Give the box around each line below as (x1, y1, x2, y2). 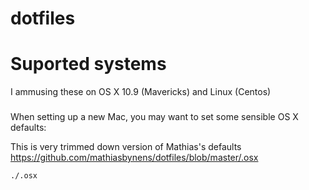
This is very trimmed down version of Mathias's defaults (10, 141, 242, 153)
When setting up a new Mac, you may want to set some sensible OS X (10, 111, 299, 123)
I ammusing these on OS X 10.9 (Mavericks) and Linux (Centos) (10, 86, 272, 98)
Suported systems (10, 53, 167, 76)
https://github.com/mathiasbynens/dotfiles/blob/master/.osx (10, 152, 259, 164)
